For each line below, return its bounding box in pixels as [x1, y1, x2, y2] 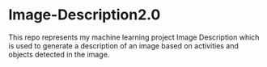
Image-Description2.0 [8, 6, 161, 24]
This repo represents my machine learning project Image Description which [8, 32, 260, 42]
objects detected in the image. [8, 49, 110, 59]
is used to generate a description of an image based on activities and [8, 40, 239, 50]
